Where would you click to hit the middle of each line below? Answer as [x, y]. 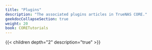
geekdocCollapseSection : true [37, 19]
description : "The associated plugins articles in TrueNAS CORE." [76, 14]
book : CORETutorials [27, 28]
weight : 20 [17, 24]
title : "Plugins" [23, 10]
